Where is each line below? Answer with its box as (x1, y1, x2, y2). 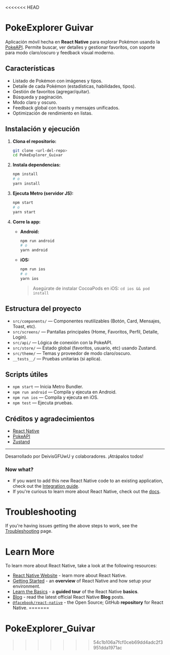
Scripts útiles (5, 370, 48, 379)
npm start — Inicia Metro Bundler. (12, 384, 83, 390)
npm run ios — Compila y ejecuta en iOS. (12, 394, 99, 401)
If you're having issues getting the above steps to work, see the (5, 523, 138, 529)
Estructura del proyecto (5, 304, 82, 313)
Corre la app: (12, 219, 41, 225)
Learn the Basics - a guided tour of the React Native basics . (12, 589, 139, 595)
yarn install (12, 181, 40, 187)
